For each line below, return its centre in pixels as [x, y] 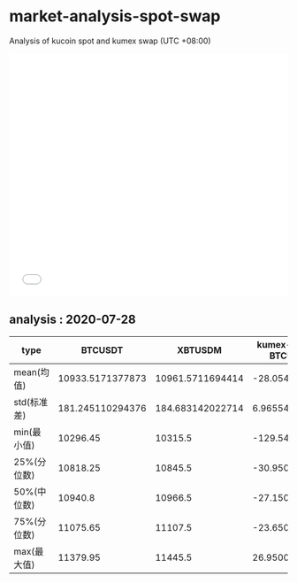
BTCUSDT [102, 349]
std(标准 [31, 402]
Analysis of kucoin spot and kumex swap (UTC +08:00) [110, 41]
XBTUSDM [199, 349]
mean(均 [32, 372]
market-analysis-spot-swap [115, 16]
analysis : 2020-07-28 [73, 320]
